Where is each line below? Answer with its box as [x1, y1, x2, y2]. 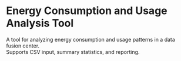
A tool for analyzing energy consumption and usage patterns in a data [6, 36, 175, 43]
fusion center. [6, 42, 40, 49]
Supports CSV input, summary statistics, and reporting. [6, 48, 140, 55]
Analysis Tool [6, 16, 74, 30]
